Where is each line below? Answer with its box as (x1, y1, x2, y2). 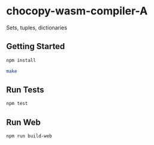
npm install (6, 57, 36, 64)
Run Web (6, 117, 41, 127)
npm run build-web (6, 133, 52, 139)
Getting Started (6, 41, 65, 52)
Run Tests (6, 84, 44, 95)
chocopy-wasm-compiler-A (6, 4, 148, 18)
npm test (6, 101, 28, 107)
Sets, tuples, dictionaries (6, 24, 68, 31)
